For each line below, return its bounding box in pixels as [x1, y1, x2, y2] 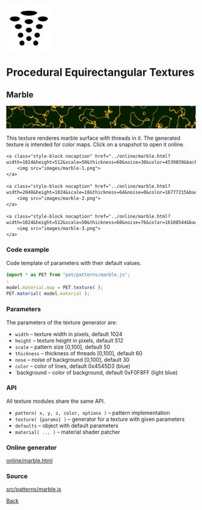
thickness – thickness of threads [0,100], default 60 [14, 349, 142, 356]
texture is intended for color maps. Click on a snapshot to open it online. [6, 141, 185, 148]
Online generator [6, 443, 57, 452]
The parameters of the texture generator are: [6, 319, 117, 326]
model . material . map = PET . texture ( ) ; [6, 284, 103, 290]
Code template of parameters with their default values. [6, 259, 142, 266]
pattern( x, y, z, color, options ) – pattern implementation [14, 409, 170, 416]
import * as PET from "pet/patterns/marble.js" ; [6, 272, 130, 278]
